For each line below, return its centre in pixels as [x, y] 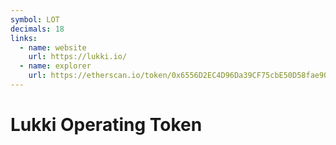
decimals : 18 [37, 29]
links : [24, 38]
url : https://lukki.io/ [78, 57]
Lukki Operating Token [106, 125]
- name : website [53, 47]
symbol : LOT [35, 19]
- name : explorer [55, 66]
